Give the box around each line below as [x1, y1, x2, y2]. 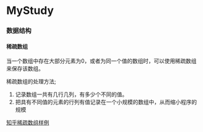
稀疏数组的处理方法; [6, 78, 57, 85]
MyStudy [6, 4, 54, 18]
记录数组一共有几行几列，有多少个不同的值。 [15, 91, 128, 98]
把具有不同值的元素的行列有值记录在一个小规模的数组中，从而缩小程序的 [15, 99, 197, 106]
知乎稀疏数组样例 [6, 119, 49, 127]
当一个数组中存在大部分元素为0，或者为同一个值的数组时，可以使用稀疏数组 [6, 57, 197, 64]
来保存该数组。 [6, 65, 44, 72]
